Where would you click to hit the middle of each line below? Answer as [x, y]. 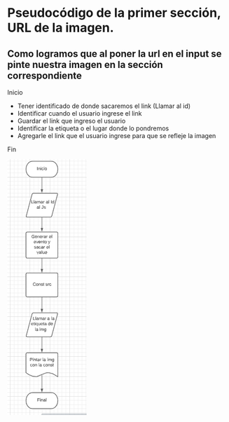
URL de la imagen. [61, 28]
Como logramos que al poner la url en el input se [114, 54]
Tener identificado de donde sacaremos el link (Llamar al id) [104, 106]
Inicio [15, 92]
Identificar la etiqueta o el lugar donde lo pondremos [93, 128]
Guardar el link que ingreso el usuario [71, 121]
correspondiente [44, 75]
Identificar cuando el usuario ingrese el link [79, 113]
